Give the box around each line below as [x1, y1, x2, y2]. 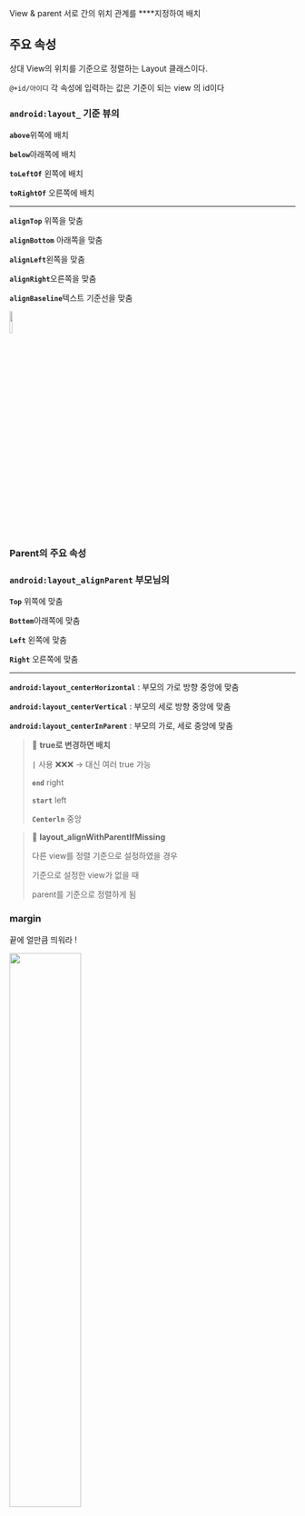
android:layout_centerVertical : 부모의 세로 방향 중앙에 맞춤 [9, 701, 231, 712]
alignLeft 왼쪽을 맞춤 [9, 254, 85, 265]
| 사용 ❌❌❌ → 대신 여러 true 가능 [31, 759, 152, 770]
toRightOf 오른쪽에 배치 [9, 187, 95, 198]
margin [9, 913, 42, 925]
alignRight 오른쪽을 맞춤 [9, 274, 97, 284]
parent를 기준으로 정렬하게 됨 [31, 889, 137, 900]
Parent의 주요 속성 [9, 547, 87, 560]
